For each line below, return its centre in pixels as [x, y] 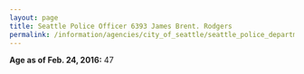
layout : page [34, 18]
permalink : [30, 34]
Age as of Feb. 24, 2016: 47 [62, 60]
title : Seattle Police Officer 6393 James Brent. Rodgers [121, 26]
